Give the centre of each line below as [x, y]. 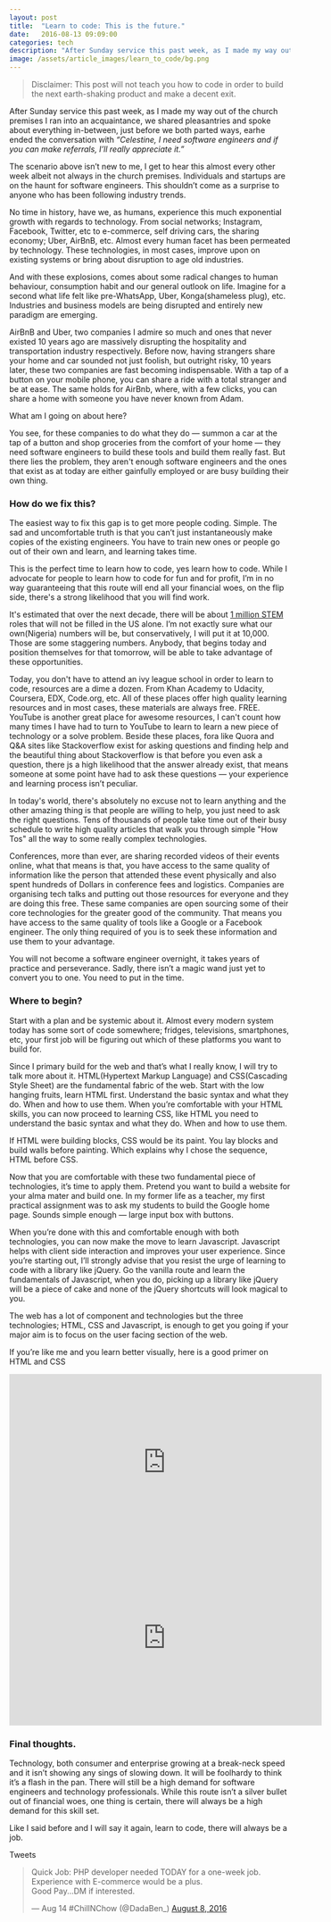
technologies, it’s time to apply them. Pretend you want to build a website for [150, 1186]
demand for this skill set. [54, 1810]
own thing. [29, 480]
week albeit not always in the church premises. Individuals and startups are [148, 176]
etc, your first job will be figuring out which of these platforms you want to [145, 1039]
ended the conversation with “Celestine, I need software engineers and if [144, 140]
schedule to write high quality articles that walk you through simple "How [144, 829]
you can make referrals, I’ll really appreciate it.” [97, 149]
